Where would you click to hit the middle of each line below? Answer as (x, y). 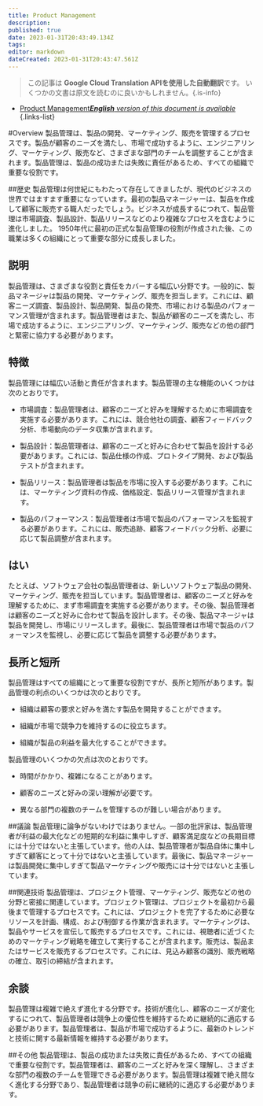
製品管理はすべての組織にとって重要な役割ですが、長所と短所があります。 (128, 682)
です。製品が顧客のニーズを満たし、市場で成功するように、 (110, 142)
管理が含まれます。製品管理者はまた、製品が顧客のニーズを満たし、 (138, 315)
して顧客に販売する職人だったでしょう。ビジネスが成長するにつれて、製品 (128, 209)
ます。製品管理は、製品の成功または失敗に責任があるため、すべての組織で (135, 162)
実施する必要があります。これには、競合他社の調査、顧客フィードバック (136, 419)
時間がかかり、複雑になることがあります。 (88, 776)
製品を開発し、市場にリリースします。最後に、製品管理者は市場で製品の (124, 625)
